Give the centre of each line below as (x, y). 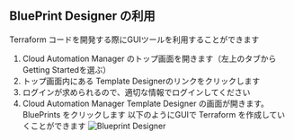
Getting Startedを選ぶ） (66, 69)
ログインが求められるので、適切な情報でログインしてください (136, 92)
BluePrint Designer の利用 (82, 16)
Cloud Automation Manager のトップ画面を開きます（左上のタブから (149, 58)
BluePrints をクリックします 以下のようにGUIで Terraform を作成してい (154, 114)
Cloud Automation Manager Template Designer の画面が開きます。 (146, 103)
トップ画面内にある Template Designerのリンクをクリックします (141, 81)
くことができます (54, 126)
